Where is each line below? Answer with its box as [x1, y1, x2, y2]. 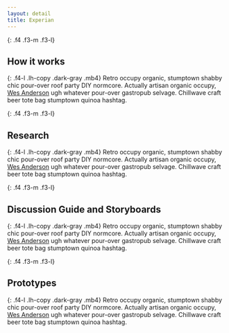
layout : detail [7, 10, 51, 17]
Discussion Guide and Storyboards [7, 204, 162, 215]
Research [7, 129, 50, 141]
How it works [7, 55, 65, 67]
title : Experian [7, 17, 54, 24]
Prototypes [7, 278, 57, 289]
